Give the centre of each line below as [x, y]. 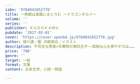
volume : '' [16, 19]
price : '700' [19, 51]
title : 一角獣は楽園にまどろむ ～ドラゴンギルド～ [51, 14]
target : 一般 [18, 60]
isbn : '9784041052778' [28, 10]
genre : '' [15, 56]
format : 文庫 [18, 65]
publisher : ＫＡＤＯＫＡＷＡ [32, 28]
